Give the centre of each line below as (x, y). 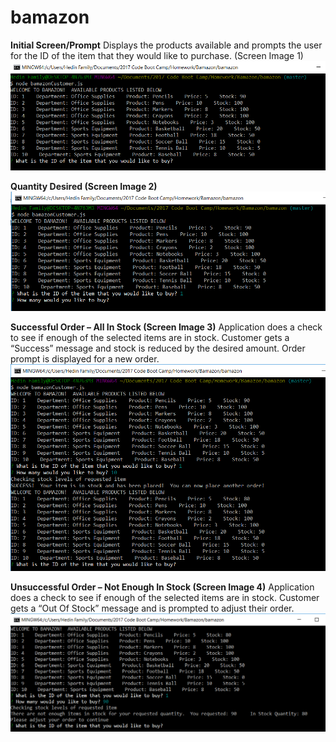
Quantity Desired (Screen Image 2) (84, 187)
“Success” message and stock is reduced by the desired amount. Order (158, 348)
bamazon (50, 17)
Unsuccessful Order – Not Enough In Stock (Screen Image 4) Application (162, 587)
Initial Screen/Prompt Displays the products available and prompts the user (166, 45)
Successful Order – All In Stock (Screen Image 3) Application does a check (166, 327)
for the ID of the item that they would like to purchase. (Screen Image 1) (157, 55)
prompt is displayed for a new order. (85, 359)
